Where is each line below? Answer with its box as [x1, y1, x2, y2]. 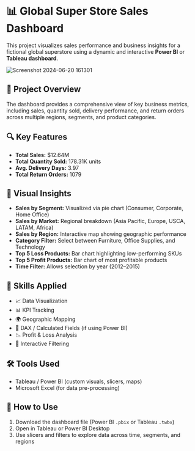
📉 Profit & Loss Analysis [15, 331, 78, 339]
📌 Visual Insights [6, 188, 72, 199]
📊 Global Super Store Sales [6, 4, 149, 18]
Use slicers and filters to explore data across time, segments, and [15, 431, 181, 438]
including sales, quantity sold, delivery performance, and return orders [6, 107, 185, 114]
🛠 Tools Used [6, 358, 60, 369]
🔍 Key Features [6, 132, 67, 142]
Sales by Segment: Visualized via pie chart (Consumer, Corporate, [15, 205, 183, 212]
